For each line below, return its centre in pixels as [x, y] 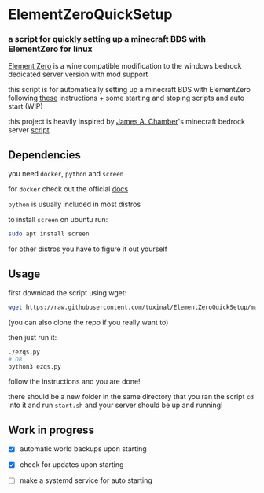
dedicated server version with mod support [78, 74]
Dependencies [44, 155]
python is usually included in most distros [75, 204]
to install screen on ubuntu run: [58, 220]
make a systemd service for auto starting [86, 480]
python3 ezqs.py [35, 367]
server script [29, 130]
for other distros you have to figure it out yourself [88, 249]
